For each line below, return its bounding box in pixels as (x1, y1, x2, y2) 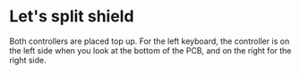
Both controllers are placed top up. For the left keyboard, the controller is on (9, 36, 290, 46)
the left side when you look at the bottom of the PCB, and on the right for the (9, 45, 292, 55)
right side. (9, 54, 47, 65)
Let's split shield (9, 6, 134, 27)
